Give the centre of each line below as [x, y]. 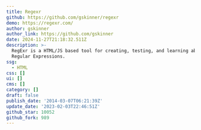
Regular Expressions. [39, 56]
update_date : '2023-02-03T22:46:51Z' [53, 106]
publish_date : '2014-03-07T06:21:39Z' [54, 101]
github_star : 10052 [31, 112]
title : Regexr [24, 12]
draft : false [22, 95]
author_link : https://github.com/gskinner [60, 34]
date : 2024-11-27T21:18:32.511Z [46, 40]
